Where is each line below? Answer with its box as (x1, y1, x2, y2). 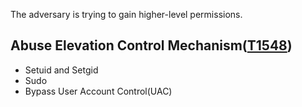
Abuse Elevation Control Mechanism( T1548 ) (10, 37, 293, 54)
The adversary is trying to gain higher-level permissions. (10, 9, 243, 20)
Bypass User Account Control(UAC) (24, 85, 173, 97)
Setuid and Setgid (24, 64, 99, 76)
